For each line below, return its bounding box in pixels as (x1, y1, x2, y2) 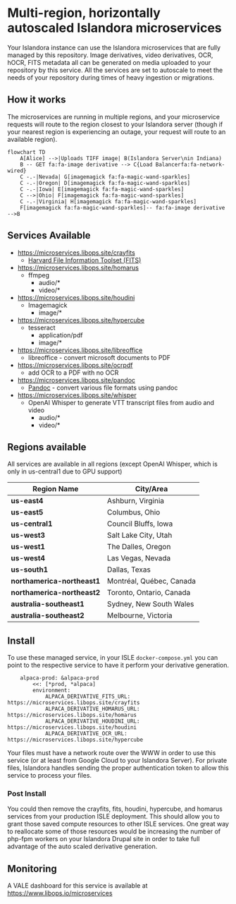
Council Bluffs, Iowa (106, 519, 173, 529)
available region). (7, 135, 58, 143)
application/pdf (38, 330, 83, 339)
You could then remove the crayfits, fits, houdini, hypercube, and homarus (7, 804, 223, 813)
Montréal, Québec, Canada (106, 577, 196, 586)
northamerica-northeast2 (11, 588, 101, 598)
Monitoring (7, 862, 58, 874)
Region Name (32, 484, 79, 494)
